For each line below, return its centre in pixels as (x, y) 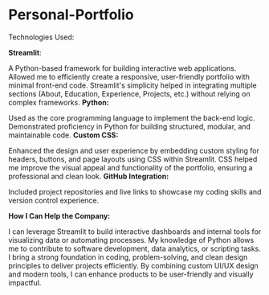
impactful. (25, 282)
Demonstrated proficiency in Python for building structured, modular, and (130, 126)
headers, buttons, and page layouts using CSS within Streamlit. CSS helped (133, 159)
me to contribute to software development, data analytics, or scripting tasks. (134, 248)
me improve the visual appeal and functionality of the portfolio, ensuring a (130, 167)
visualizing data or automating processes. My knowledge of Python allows (131, 240)
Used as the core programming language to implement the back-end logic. (132, 117)
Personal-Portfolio (71, 15)
